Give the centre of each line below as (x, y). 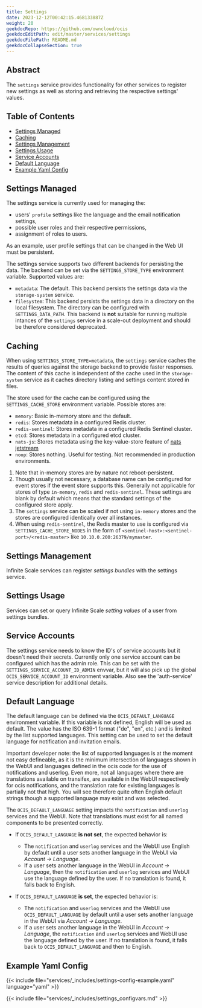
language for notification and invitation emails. (64, 741)
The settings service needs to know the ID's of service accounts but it (93, 650)
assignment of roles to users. (51, 234)
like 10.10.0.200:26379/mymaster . (111, 537)
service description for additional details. (57, 682)
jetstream (27, 448)
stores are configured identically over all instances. (78, 518)
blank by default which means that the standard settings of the (93, 499)
